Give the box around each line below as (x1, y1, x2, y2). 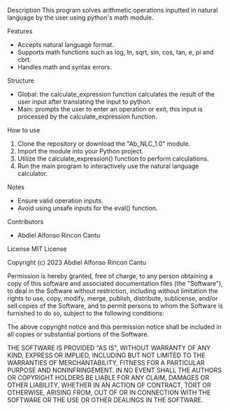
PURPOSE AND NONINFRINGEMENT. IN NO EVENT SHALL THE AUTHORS (7, 366, 222, 374)
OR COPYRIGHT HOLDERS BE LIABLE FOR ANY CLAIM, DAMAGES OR (7, 374, 210, 381)
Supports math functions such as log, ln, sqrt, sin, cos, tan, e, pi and (17, 48, 214, 56)
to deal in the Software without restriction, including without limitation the (7, 287, 218, 295)
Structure (7, 76, 35, 85)
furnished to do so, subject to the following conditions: (7, 309, 164, 317)
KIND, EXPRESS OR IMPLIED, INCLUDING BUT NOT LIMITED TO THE (7, 351, 206, 360)
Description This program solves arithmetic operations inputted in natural (7, 6, 218, 14)
